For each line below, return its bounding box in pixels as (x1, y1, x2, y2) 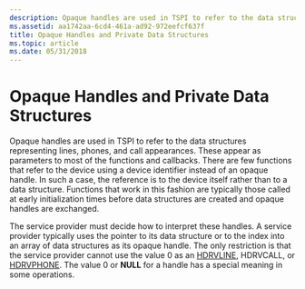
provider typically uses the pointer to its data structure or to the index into (9, 231, 285, 242)
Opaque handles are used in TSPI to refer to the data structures (9, 135, 247, 146)
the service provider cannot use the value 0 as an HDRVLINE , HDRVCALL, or (9, 250, 296, 261)
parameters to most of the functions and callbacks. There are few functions (9, 155, 292, 166)
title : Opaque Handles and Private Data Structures (9, 30, 209, 39)
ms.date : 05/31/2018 (9, 47, 88, 56)
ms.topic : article (9, 38, 79, 48)
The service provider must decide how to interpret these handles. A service (9, 221, 292, 232)
